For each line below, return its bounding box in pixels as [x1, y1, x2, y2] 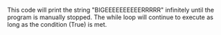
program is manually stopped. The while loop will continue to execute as [7, 13, 213, 21]
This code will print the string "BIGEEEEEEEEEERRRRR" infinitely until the [7, 6, 215, 14]
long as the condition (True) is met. [7, 21, 107, 28]
